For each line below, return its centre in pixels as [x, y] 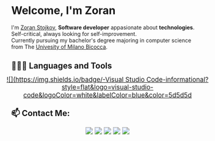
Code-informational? [177, 79]
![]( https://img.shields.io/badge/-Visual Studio [76, 79]
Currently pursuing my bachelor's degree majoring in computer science [101, 40]
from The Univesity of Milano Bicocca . [59, 47]
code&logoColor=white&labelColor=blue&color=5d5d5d [107, 95]
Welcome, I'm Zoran [64, 11]
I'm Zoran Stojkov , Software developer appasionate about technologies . [103, 27]
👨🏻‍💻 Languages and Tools [62, 66]
